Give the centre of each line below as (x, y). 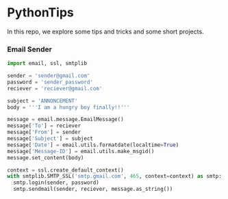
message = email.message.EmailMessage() (66, 120)
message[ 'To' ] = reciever (44, 126)
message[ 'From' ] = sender (44, 132)
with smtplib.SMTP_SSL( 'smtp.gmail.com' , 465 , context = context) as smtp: (115, 176)
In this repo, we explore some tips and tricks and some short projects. (105, 31)
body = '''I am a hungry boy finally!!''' (68, 107)
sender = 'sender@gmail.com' (49, 76)
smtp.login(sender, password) (56, 183)
